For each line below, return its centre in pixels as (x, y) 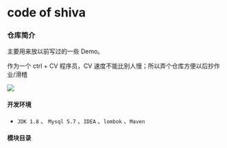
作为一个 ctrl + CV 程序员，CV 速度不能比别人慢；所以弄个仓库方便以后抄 (111, 66)
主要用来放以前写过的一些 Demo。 (56, 51)
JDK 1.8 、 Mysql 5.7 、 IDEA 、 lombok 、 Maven (81, 121)
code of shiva (47, 13)
